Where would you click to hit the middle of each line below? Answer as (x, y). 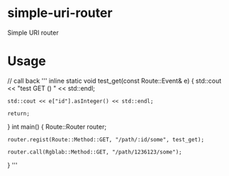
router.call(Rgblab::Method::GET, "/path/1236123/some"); (95, 152)
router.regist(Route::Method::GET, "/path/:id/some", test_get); (106, 139)
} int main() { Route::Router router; (57, 127)
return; (19, 113)
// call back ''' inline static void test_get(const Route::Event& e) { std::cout (114, 81)
